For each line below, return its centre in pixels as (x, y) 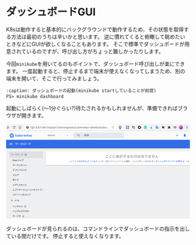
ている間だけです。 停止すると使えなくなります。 (65, 236)
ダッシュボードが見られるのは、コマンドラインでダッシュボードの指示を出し (98, 229)
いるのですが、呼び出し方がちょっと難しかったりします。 (95, 51)
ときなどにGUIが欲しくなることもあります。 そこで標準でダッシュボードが (95, 44)
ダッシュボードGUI (51, 12)
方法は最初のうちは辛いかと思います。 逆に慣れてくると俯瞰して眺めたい (98, 36)
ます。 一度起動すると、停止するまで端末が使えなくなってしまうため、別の (96, 71)
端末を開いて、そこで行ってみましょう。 (54, 78)
